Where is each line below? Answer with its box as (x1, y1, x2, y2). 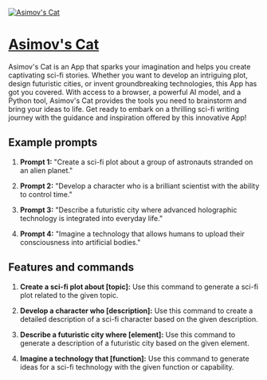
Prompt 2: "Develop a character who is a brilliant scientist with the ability (19, 180, 260, 191)
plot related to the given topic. (19, 290, 119, 299)
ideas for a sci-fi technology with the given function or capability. (19, 362, 234, 371)
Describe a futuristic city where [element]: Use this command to (19, 330, 236, 339)
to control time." (19, 189, 73, 199)
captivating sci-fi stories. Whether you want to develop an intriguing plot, (8, 70, 249, 80)
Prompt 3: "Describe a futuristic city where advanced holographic (19, 204, 238, 215)
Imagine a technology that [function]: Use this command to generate (19, 354, 249, 363)
